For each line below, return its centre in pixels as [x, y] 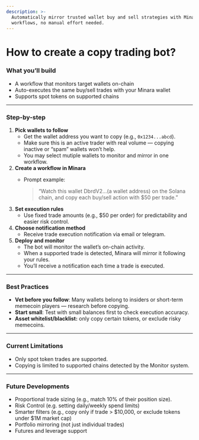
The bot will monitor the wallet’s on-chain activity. [84, 247]
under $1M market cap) [43, 418]
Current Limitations [35, 346]
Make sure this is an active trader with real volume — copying [99, 143]
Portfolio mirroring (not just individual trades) [69, 425]
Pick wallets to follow [41, 130]
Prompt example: [44, 180]
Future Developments [38, 386]
